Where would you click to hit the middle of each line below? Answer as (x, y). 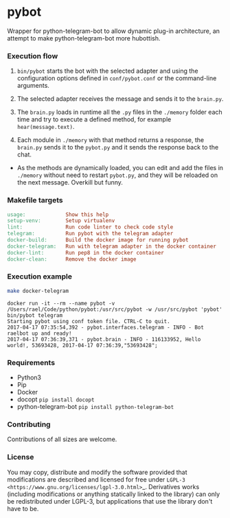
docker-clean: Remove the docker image (72, 259)
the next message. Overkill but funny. (70, 183)
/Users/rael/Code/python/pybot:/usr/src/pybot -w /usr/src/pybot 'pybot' (115, 309)
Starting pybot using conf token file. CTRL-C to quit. (89, 321)
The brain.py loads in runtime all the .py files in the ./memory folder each (120, 112)
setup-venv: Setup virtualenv (61, 221)
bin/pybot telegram (35, 315)
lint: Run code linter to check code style (90, 227)
